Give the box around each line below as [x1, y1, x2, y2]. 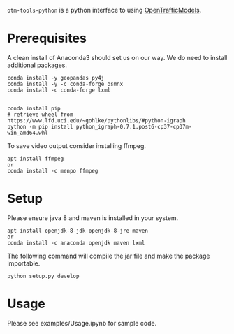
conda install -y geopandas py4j [7, 74, 105, 81]
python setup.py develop [7, 273, 80, 279]
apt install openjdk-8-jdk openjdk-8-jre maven [7, 227, 149, 234]
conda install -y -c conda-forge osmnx [7, 80, 124, 87]
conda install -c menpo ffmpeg [7, 167, 98, 174]
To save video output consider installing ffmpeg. [7, 141, 147, 150]
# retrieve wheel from [7, 111, 73, 118]
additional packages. [7, 61, 68, 69]
